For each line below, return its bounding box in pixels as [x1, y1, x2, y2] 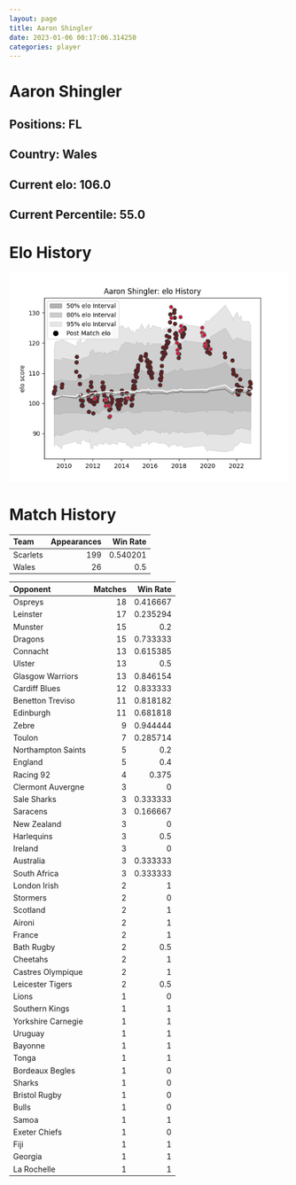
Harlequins [12, 830, 53, 841]
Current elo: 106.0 [9, 177, 112, 192]
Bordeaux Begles [12, 1064, 75, 1076]
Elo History [9, 243, 92, 263]
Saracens [12, 807, 48, 817]
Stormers [12, 893, 47, 903]
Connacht [12, 646, 49, 657]
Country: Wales [9, 147, 97, 162]
